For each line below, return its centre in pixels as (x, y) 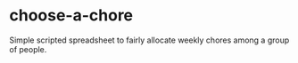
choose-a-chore (71, 16)
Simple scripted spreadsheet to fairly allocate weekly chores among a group (149, 40)
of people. (28, 49)
